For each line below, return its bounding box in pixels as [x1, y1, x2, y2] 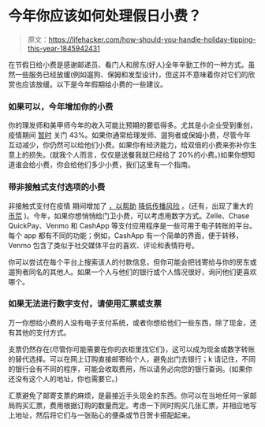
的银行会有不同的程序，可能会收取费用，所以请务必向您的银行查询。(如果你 [8, 364, 253, 373]
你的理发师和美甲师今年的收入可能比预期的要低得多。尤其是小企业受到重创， [8, 121, 257, 130]
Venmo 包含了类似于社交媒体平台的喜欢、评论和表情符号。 [8, 240, 199, 250]
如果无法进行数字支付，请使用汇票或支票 [8, 299, 162, 310]
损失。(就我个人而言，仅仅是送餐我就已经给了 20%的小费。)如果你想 [28, 150, 248, 160]
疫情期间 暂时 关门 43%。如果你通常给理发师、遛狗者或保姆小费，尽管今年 [8, 131, 251, 140]
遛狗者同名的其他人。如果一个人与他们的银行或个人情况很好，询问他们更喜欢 [8, 267, 257, 277]
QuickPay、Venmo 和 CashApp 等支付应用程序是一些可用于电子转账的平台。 [8, 221, 256, 230]
